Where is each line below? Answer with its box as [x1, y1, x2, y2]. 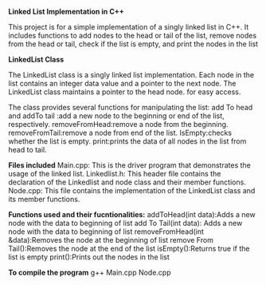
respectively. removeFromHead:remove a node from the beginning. [8, 120, 229, 129]
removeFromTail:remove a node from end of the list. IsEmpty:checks [8, 128, 233, 137]
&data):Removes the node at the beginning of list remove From [8, 236, 213, 244]
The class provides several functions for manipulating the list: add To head [8, 103, 253, 112]
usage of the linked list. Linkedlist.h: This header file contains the [8, 169, 221, 178]
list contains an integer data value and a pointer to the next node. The [8, 79, 237, 88]
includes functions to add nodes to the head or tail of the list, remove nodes [8, 31, 257, 40]
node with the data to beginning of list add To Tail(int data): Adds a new [8, 219, 243, 228]
